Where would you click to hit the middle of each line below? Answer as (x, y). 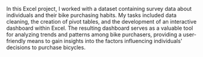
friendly (16, 41)
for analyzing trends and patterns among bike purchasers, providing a (94, 35)
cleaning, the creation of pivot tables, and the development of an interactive (101, 22)
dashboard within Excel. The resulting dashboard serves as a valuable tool (100, 28)
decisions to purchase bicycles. (46, 47)
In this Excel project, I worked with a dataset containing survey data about (99, 9)
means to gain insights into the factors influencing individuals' (105, 41)
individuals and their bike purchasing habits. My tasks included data (91, 15)
